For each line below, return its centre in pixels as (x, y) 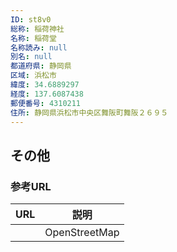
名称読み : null (39, 47)
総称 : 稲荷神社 (37, 29)
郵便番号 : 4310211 (46, 103)
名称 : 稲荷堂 (33, 38)
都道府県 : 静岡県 (41, 66)
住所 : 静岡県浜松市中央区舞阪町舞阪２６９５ (89, 112)
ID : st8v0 (31, 19)
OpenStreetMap (82, 233)
